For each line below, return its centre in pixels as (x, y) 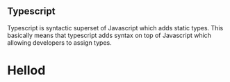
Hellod (26, 70)
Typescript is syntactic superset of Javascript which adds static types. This (115, 28)
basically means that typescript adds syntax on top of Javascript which (109, 35)
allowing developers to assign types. (60, 42)
